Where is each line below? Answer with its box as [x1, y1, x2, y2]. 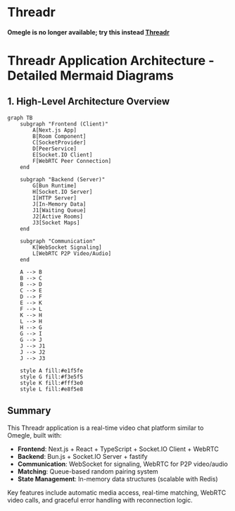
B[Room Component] [32, 133, 87, 140]
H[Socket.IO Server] [32, 188, 93, 195]
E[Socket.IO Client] [32, 151, 93, 159]
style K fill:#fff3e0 [20, 379, 83, 386]
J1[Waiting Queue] [32, 207, 87, 214]
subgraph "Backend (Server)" [20, 176, 106, 183]
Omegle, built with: [7, 431, 62, 439]
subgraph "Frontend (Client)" [20, 121, 109, 128]
